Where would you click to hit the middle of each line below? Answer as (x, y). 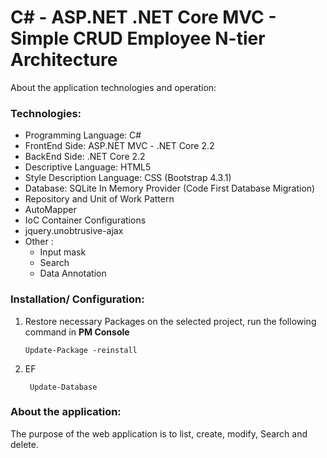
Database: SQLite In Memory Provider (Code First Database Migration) (170, 188)
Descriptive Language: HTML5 (88, 167)
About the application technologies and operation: (113, 87)
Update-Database (63, 387)
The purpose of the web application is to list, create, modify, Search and (159, 433)
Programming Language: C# (83, 135)
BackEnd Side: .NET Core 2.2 (85, 157)
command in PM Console (77, 332)
